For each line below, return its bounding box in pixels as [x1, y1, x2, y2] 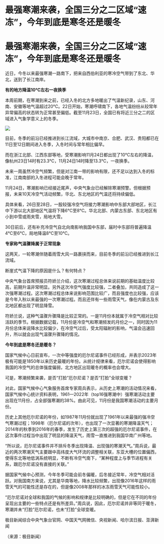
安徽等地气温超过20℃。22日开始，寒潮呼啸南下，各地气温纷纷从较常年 [13, 103, 158, 109]
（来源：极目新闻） [5, 534, 44, 540]
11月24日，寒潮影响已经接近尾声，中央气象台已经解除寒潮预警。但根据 [5, 185, 146, 191]
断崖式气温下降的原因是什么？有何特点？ [5, 268, 86, 273]
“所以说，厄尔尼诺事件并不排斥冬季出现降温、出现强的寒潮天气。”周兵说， [5, 443, 152, 449]
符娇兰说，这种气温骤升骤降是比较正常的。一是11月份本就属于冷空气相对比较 [5, 313, 159, 319]
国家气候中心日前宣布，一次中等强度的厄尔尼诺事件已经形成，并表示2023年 [5, 352, 157, 358]
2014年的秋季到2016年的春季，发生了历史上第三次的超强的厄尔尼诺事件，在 [5, 426, 157, 432]
